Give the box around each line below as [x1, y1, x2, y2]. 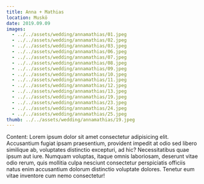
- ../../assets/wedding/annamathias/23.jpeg [12, 99, 127, 105]
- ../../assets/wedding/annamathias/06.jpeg [12, 49, 127, 55]
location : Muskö [6, 15, 48, 21]
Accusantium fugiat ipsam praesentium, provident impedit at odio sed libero [6, 140, 197, 147]
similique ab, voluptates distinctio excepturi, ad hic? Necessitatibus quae [6, 146, 189, 154]
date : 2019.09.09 [6, 20, 51, 26]
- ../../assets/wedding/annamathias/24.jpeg [12, 105, 127, 111]
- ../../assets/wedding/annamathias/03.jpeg [12, 43, 127, 49]
